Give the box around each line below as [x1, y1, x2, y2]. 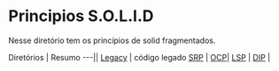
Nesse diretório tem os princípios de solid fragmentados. [8, 35, 216, 46]
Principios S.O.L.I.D [8, 6, 154, 26]
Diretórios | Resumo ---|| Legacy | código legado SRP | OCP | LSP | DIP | [8, 52, 271, 62]
